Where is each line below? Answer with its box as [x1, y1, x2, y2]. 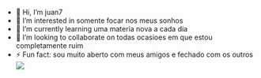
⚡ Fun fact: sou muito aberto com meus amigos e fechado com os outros [15, 50, 253, 59]
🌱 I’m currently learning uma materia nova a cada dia [15, 24, 188, 33]
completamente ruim [15, 41, 84, 50]
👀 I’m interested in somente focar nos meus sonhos [15, 16, 183, 25]
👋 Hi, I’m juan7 [15, 8, 63, 17]
